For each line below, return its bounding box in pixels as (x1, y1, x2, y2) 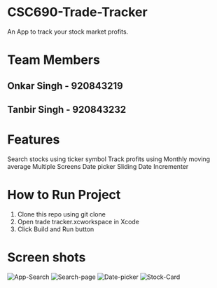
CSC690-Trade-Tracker (7, 4, 148, 20)
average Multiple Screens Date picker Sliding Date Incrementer (7, 162, 189, 170)
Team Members (7, 52, 100, 68)
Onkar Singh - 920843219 (7, 80, 124, 92)
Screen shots (7, 249, 86, 265)
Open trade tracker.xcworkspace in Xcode (17, 217, 140, 226)
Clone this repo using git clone (17, 210, 106, 218)
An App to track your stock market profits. (7, 27, 129, 36)
